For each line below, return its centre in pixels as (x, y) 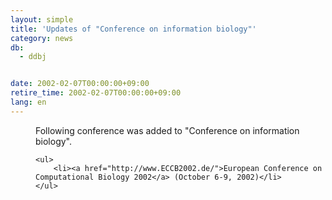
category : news (42, 38)
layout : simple (42, 19)
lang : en (28, 102)
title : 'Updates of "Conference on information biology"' (133, 29)
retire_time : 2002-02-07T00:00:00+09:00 (96, 93)
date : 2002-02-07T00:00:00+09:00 (80, 84)
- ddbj (33, 57)
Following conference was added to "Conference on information (167, 130)
